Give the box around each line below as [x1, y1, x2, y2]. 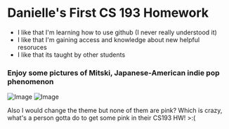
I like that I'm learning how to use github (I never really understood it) [17, 28, 218, 36]
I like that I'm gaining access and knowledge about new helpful [17, 35, 200, 43]
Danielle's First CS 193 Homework [7, 5, 209, 21]
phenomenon [7, 76, 54, 86]
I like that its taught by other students [17, 50, 126, 59]
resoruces [17, 43, 47, 51]
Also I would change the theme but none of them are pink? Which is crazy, [7, 107, 223, 115]
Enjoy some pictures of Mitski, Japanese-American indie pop [7, 68, 220, 78]
